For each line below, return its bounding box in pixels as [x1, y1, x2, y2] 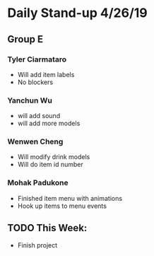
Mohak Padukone [7, 178, 69, 188]
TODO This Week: [7, 222, 88, 234]
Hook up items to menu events [17, 202, 107, 210]
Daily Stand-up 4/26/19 [7, 5, 148, 21]
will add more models [17, 119, 81, 128]
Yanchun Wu [7, 95, 53, 105]
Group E [7, 33, 44, 45]
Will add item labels [17, 70, 75, 78]
